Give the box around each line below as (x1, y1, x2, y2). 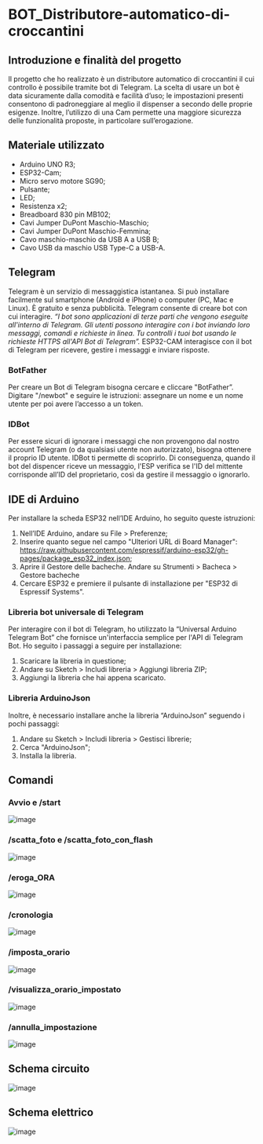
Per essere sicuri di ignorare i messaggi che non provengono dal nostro (8, 437, 239, 446)
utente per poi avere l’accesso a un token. (8, 399, 144, 408)
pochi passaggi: (8, 718, 60, 728)
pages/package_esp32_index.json (19, 554, 131, 563)
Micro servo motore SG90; (19, 176, 106, 185)
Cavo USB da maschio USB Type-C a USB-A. (19, 243, 166, 252)
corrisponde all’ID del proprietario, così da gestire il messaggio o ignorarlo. (8, 470, 250, 480)
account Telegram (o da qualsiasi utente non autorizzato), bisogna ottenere (8, 445, 252, 455)
